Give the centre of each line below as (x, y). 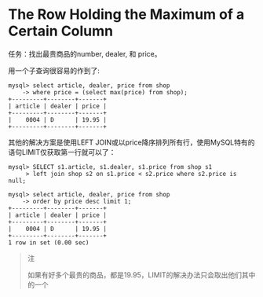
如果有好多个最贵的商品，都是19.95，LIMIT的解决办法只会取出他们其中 (141, 275)
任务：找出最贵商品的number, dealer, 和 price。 (85, 53)
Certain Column (61, 31)
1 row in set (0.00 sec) (49, 242)
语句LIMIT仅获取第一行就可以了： (62, 152)
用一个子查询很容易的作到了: (54, 70)
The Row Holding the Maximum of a (126, 15)
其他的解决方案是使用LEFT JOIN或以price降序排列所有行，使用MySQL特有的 (131, 142)
